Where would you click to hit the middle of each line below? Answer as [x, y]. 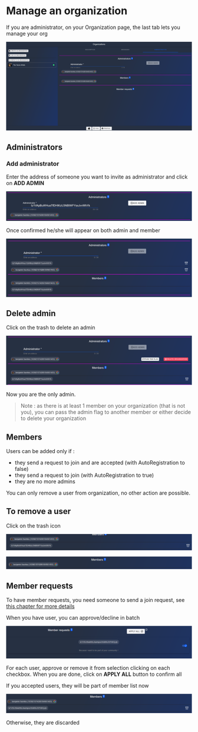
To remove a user [39, 511]
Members [24, 437]
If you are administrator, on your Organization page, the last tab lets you [93, 27]
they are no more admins [45, 482]
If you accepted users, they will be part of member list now [77, 685]
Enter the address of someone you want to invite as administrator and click [97, 177]
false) [22, 469]
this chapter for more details [40, 606]
